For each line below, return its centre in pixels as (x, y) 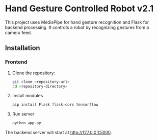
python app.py (26, 123)
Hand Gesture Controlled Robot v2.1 (79, 9)
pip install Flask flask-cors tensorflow (55, 105)
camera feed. (19, 32)
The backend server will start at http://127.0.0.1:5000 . (59, 133)
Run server (23, 114)
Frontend (16, 62)
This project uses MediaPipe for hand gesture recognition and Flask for (77, 22)
